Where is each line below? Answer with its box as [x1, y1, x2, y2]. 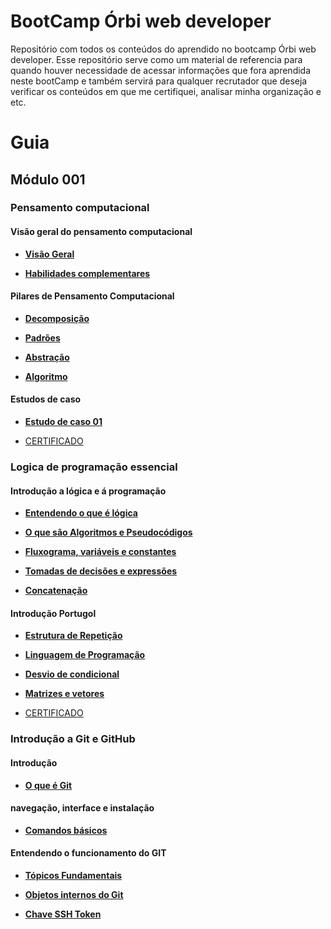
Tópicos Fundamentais [24, 869, 123, 881]
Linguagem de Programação [24, 649, 146, 661]
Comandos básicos [24, 824, 108, 836]
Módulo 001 [10, 171, 86, 188]
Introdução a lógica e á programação [10, 485, 167, 497]
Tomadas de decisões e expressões [24, 565, 178, 577]
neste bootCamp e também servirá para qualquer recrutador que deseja [10, 75, 308, 87]
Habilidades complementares [24, 267, 151, 279]
